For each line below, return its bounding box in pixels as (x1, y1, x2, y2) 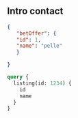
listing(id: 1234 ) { (13, 80, 72, 87)
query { (7, 74, 29, 80)
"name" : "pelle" (16, 42, 63, 50)
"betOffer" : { (16, 30, 57, 37)
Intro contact (7, 5, 64, 17)
